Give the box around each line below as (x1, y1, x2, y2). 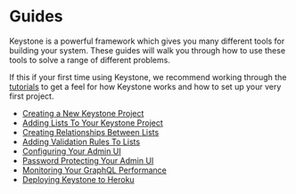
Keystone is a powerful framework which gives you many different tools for (9, 36, 285, 46)
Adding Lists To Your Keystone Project (21, 117, 163, 128)
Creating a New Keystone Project (21, 108, 144, 118)
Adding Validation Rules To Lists (21, 136, 141, 147)
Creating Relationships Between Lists (21, 126, 160, 137)
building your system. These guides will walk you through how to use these (9, 44, 286, 55)
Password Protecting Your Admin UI (21, 155, 154, 166)
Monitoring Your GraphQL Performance (21, 165, 167, 175)
